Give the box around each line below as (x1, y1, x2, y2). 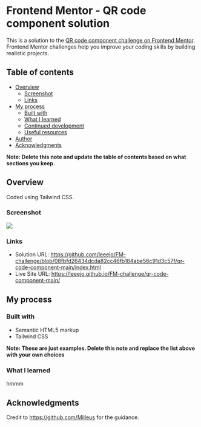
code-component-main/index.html (15, 264, 101, 271)
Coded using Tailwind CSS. (6, 193, 74, 200)
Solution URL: (15, 251, 50, 258)
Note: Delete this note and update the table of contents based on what (6, 153, 186, 160)
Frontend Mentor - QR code (6, 4, 147, 18)
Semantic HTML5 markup (15, 326, 79, 333)
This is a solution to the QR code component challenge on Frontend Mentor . (6, 36, 195, 44)
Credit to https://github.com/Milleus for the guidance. (6, 414, 139, 421)
